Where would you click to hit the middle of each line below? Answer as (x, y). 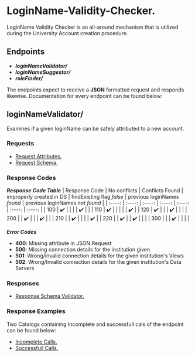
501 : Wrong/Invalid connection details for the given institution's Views (99, 256)
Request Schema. (36, 162)
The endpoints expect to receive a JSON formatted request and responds (95, 90)
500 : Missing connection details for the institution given (83, 250)
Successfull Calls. (37, 348)
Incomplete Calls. (36, 342)
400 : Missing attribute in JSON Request (63, 243)
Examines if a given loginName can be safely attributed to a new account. (95, 128)
